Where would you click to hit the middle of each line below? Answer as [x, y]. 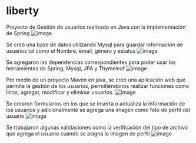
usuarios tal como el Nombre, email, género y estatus [71, 50]
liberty [23, 11]
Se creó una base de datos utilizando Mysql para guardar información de [95, 45]
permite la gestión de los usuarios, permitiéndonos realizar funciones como [98, 86]
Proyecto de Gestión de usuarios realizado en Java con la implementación [96, 27]
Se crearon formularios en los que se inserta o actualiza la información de [96, 103]
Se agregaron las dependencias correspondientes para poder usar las [91, 62]
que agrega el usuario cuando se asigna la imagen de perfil [78, 134]
